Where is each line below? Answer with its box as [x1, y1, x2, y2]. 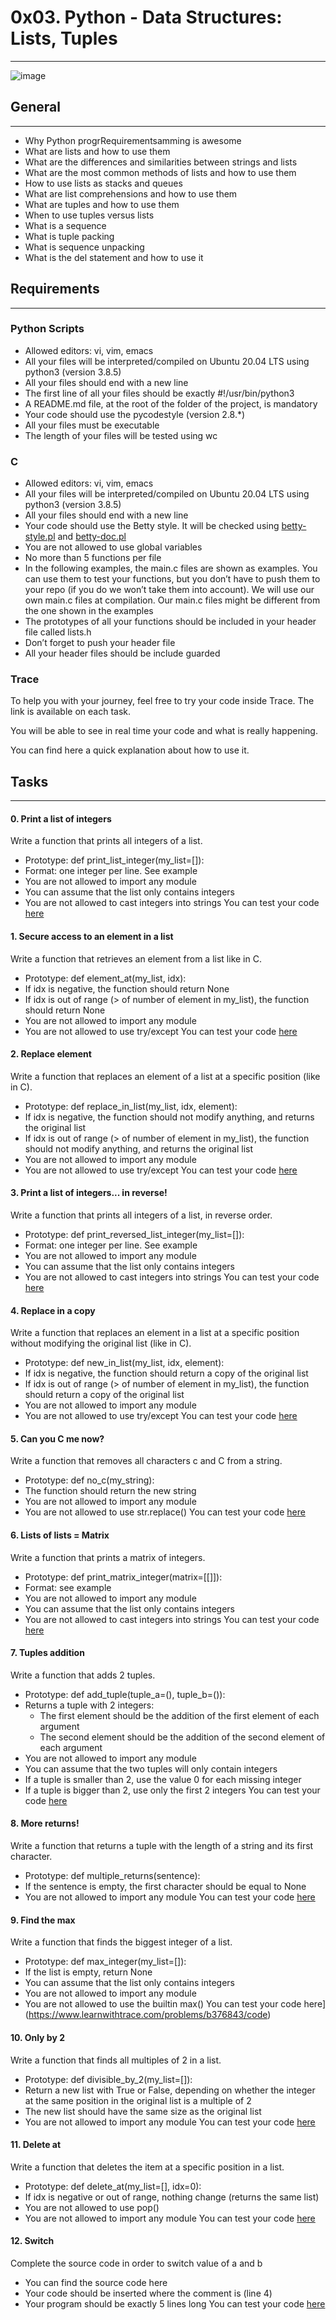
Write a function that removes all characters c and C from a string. [10, 1455, 283, 1467]
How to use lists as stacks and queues [24, 177, 183, 189]
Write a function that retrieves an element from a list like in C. [10, 952, 262, 965]
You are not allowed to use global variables [24, 541, 203, 553]
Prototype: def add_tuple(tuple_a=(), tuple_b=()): [24, 1688, 226, 1700]
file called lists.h [24, 626, 92, 638]
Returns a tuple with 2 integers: [24, 1699, 155, 1711]
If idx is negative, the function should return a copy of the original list [24, 1367, 309, 1380]
